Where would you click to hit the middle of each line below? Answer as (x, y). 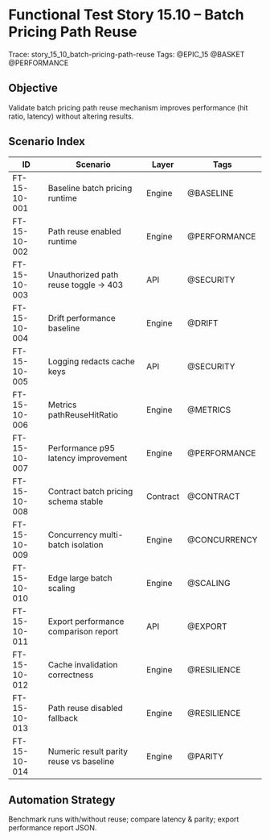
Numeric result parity (88, 751)
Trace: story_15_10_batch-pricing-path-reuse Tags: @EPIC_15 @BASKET (127, 54)
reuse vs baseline (81, 761)
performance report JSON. (53, 828)
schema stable (76, 501)
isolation (87, 544)
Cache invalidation (83, 664)
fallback (63, 717)
